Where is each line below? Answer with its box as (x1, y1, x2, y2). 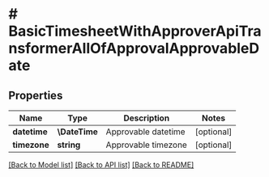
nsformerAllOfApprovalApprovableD (8, 40, 260, 57)
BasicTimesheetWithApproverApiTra (8, 22, 262, 40)
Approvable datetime (105, 126, 186, 137)
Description (123, 112, 170, 124)
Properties (8, 88, 63, 102)
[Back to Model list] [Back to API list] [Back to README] (8, 160, 194, 170)
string (57, 139, 81, 150)
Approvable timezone (105, 139, 188, 150)
